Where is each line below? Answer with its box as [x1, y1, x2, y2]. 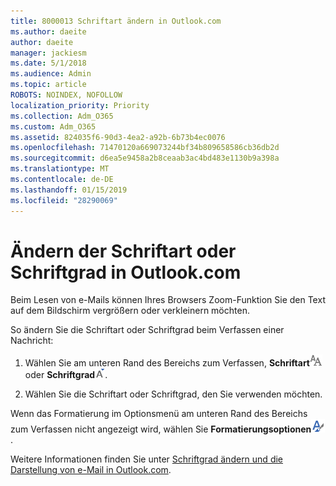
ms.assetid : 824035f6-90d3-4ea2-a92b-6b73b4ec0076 [10, 132, 226, 142]
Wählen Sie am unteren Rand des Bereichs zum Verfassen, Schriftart [24, 357, 310, 369]
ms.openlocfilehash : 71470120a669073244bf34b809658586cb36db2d [10, 143, 280, 153]
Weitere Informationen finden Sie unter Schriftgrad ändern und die [10, 453, 284, 465]
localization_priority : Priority [10, 100, 150, 110]
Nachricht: [10, 335, 54, 347]
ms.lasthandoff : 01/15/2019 [10, 185, 128, 195]
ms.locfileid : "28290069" [10, 195, 118, 205]
